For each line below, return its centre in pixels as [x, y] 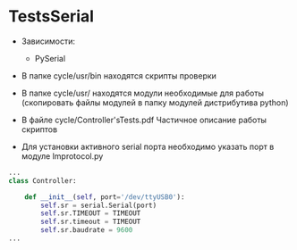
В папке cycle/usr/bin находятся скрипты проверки [119, 75]
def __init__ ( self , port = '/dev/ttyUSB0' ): [105, 197]
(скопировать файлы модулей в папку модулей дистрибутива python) [155, 102]
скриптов [39, 129]
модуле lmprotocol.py [62, 156]
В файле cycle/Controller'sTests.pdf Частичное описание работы [144, 120]
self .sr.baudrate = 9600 [87, 230]
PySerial [50, 58]
